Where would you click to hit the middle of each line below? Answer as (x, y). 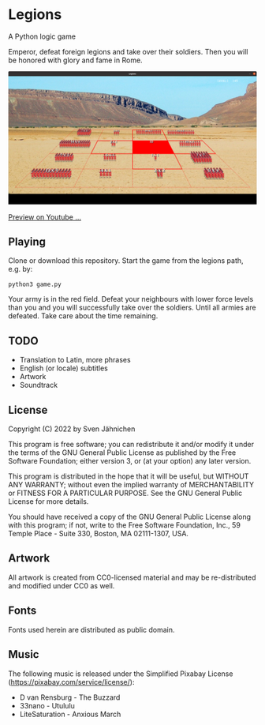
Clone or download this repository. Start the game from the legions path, (126, 261)
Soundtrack (38, 385)
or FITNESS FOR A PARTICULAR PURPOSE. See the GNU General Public (125, 493)
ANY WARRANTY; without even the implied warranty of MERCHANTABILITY (131, 485)
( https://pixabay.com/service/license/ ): (71, 682)
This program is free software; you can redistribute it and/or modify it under (131, 445)
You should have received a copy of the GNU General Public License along (129, 517)
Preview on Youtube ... (45, 217)
